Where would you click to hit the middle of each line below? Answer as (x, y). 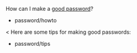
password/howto (35, 20)
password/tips (32, 44)
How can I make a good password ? (49, 9)
